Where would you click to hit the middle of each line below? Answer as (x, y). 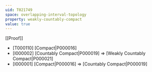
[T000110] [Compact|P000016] (45, 48)
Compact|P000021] (33, 59)
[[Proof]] (14, 38)
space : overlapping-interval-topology (46, 15)
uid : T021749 (19, 10)
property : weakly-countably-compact (44, 19)
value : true (18, 24)
